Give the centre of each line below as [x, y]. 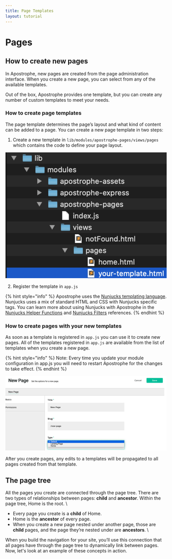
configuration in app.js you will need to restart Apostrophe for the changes [84, 363]
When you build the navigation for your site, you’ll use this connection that [84, 540]
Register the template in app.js [45, 286]
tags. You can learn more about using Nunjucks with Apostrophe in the [80, 307]
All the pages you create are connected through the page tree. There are [82, 493]
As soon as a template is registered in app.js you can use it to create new [83, 337]
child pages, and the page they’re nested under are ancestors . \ [81, 530]
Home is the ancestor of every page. [52, 519]
